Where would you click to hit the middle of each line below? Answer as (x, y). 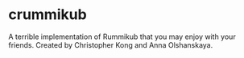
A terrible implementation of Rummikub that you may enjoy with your (122, 37)
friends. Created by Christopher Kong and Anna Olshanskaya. (111, 44)
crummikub (48, 15)
